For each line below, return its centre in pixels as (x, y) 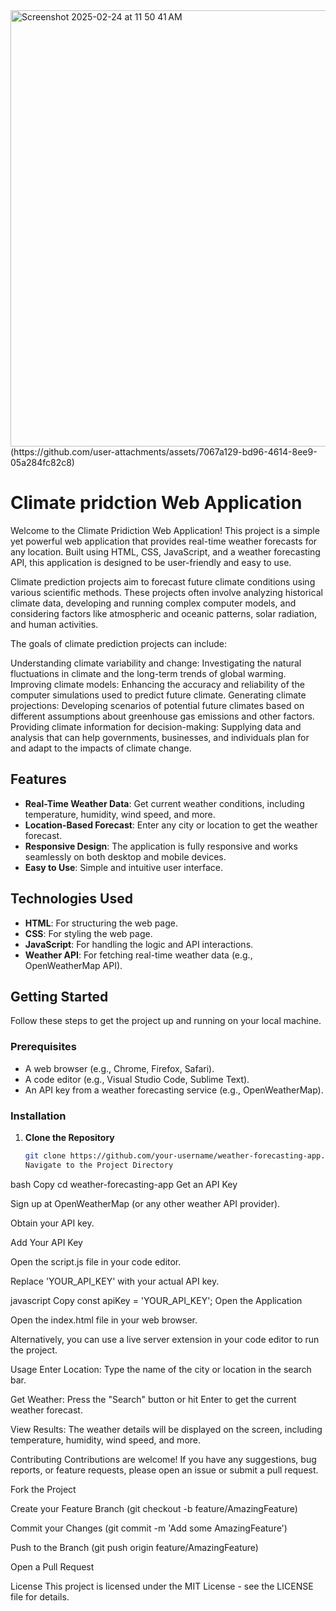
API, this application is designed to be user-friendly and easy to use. (151, 562)
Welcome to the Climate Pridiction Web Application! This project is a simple (165, 530)
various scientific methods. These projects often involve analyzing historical (166, 592)
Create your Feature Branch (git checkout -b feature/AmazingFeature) (154, 1508)
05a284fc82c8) (42, 462)
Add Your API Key (46, 1242)
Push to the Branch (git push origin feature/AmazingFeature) (134, 1547)
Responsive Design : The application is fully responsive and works (161, 846)
